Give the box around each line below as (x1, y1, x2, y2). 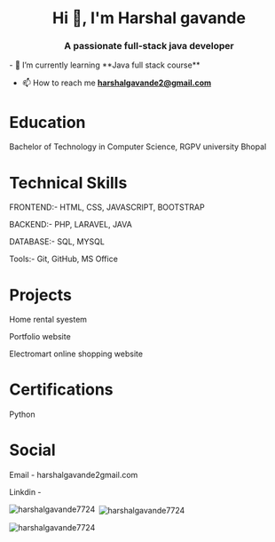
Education (9, 112, 86, 132)
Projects (9, 284, 73, 305)
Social (9, 440, 56, 460)
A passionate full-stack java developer (64, 40, 234, 52)
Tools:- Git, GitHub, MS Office (9, 253, 118, 265)
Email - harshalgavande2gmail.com (9, 470, 138, 481)
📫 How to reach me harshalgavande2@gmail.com (21, 77, 211, 88)
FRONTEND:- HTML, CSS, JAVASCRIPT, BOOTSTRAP (9, 202, 206, 212)
